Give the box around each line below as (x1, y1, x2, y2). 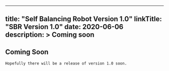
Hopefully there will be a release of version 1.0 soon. (5, 61, 127, 66)
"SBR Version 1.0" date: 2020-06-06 (5, 23, 124, 31)
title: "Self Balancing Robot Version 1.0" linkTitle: (5, 15, 162, 23)
